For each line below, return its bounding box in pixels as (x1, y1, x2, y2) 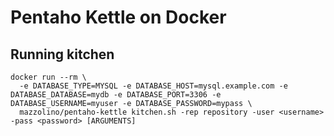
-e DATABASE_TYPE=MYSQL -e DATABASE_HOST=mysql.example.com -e (19, 81, 288, 91)
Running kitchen (10, 46, 115, 63)
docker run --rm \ (10, 72, 87, 82)
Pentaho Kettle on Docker (10, 6, 227, 29)
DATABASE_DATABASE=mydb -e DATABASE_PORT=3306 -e (10, 90, 222, 100)
